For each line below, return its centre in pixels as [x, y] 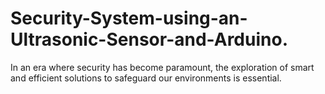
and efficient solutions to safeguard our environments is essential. [146, 78]
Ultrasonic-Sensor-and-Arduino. [149, 39]
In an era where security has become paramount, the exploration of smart [162, 67]
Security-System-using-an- [129, 18]
